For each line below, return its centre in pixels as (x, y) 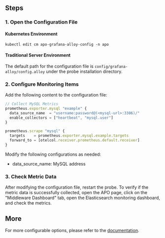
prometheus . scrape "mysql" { (35, 131)
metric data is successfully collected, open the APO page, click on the (76, 193)
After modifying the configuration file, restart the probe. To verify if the (77, 187)
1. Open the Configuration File (41, 22)
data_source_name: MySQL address (49, 164)
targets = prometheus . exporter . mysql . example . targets (69, 136)
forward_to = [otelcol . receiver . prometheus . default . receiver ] (75, 140)
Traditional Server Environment (38, 55)
